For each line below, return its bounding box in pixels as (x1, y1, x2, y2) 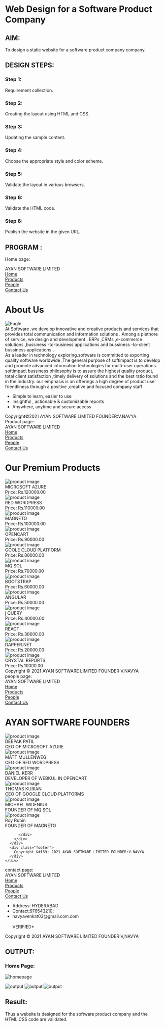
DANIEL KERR (5, 770, 33, 776)
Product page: (5, 419, 34, 425)
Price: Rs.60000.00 (5, 584, 44, 590)
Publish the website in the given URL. (5, 229, 81, 235)
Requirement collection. (5, 87, 53, 93)
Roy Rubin (5, 818, 26, 824)
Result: (5, 998, 28, 1006)
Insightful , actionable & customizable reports (12, 398, 104, 404)
